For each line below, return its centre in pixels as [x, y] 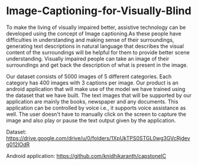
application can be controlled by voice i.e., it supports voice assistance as [96, 108]
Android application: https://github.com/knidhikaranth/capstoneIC [86, 156]
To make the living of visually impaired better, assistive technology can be [96, 27]
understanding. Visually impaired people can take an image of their [88, 59]
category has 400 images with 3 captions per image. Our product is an [92, 82]
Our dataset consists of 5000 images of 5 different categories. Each [89, 76]
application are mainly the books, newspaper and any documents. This [92, 101]
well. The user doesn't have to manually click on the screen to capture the [96, 114]
